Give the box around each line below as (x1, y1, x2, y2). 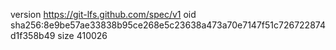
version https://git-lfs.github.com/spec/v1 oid (10, 9, 197, 20)
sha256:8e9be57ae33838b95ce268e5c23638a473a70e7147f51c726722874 (10, 19, 326, 31)
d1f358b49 (10, 30, 56, 41)
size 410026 (57, 30, 108, 41)
